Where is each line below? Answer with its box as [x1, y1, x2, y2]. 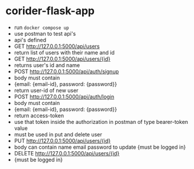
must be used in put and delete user [14, 130, 102, 138]
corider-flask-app [5, 4, 95, 18]
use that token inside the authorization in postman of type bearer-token [14, 118, 189, 125]
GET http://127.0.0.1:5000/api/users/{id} [14, 55, 111, 62]
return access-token [14, 111, 64, 119]
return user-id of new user [14, 87, 79, 94]
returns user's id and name [14, 61, 80, 69]
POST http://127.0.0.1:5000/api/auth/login [14, 93, 115, 100]
